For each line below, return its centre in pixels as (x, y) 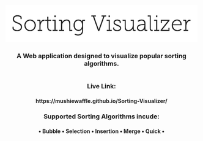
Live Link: (102, 86)
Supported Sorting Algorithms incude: (102, 116)
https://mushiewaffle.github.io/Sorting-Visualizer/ (102, 101)
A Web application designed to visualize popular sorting (102, 56)
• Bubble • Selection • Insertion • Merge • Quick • (102, 131)
